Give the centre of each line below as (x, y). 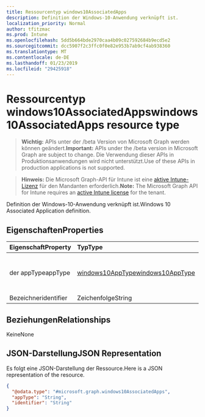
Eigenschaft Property (40, 247)
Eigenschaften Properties (55, 230)
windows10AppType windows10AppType (136, 273)
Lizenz (30, 186)
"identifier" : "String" (42, 403)
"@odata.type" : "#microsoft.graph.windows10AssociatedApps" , (91, 391)
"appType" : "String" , (39, 397)
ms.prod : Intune (27, 35)
